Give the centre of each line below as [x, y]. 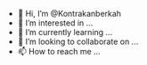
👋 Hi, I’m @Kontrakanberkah [69, 14]
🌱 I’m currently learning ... [65, 32]
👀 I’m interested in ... [55, 23]
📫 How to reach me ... [59, 51]
